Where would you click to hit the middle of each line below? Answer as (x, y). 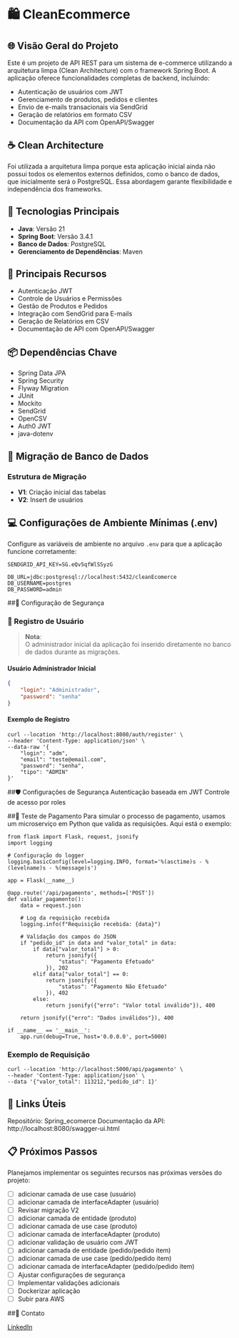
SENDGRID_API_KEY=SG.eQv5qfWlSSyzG (60, 564)
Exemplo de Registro (39, 720)
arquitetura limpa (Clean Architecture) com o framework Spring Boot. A (112, 70)
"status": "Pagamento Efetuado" (106, 962)
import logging (30, 843)
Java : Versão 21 (41, 228)
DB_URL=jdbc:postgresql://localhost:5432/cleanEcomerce (92, 577)
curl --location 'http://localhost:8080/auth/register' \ (95, 734)
